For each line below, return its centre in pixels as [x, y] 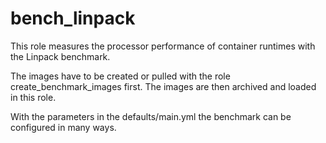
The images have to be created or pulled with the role [120, 76]
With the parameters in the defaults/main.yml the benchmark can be [151, 116]
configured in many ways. [63, 127]
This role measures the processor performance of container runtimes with [163, 46]
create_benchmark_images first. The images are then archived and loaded [163, 86]
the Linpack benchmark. [60, 56]
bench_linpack [73, 18]
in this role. [33, 97]
